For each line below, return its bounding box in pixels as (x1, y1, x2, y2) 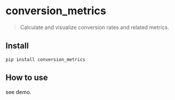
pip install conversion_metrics (5, 56, 85, 63)
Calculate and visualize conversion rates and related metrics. (20, 24, 170, 31)
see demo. (5, 88, 32, 95)
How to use (5, 73, 48, 83)
